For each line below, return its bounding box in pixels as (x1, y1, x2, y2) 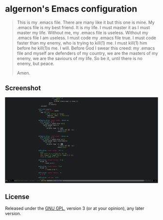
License (5, 192, 30, 201)
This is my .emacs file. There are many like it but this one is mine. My (16, 19, 155, 25)
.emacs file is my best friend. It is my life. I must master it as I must (16, 24, 150, 30)
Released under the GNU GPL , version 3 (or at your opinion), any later (5, 205, 145, 211)
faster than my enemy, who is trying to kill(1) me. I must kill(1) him (16, 40, 147, 46)
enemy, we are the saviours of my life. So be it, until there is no (16, 55, 143, 61)
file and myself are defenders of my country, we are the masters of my (16, 50, 158, 56)
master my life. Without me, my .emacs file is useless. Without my (16, 30, 148, 35)
